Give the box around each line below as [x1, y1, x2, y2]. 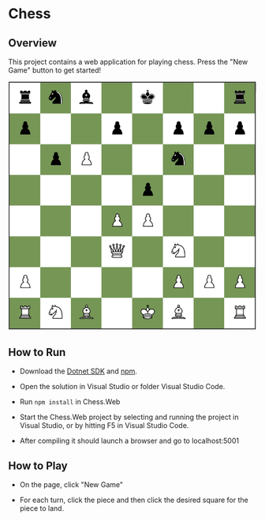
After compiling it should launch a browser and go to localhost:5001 [19, 436, 239, 446]
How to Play [8, 459, 69, 472]
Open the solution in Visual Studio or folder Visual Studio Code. [19, 382, 226, 392]
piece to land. [19, 504, 65, 513]
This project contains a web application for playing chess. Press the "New [8, 57, 248, 66]
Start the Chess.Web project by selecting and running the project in [19, 412, 239, 422]
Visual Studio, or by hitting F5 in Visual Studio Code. [19, 421, 189, 430]
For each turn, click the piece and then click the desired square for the [19, 495, 248, 505]
